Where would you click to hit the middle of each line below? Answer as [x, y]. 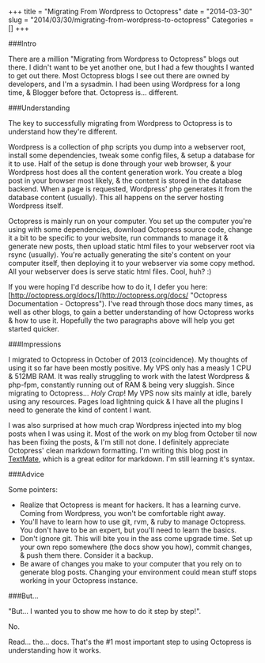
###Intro [23, 44]
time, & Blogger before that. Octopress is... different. [93, 93]
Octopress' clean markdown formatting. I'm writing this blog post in [118, 451]
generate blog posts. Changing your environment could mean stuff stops [138, 572]
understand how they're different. [63, 131]
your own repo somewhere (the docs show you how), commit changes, [136, 547]
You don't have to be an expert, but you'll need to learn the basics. [128, 530]
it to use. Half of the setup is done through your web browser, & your [120, 164]
